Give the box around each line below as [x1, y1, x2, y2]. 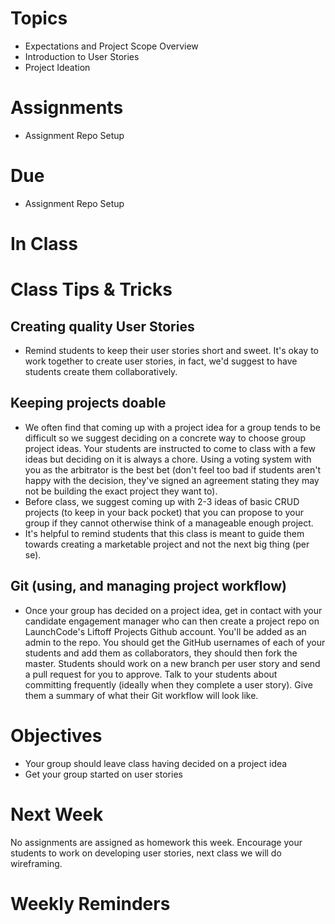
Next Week [10, 803, 104, 826]
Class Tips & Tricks [10, 278, 173, 301]
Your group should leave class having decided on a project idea [24, 757, 288, 769]
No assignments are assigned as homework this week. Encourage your [10, 836, 303, 848]
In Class [10, 233, 78, 255]
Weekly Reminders [10, 892, 171, 915]
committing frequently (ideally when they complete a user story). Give [24, 678, 313, 691]
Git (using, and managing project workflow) [10, 578, 287, 595]
